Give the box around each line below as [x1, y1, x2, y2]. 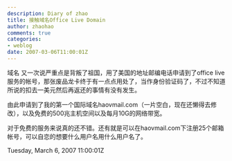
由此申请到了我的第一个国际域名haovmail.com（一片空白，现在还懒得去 [7, 100, 211, 108]
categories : [7, 36, 42, 43]
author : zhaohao [7, 23, 54, 30]
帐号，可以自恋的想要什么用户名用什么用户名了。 [7, 132, 147, 140]
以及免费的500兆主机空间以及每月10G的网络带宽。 [21, 108, 166, 117]
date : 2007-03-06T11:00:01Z [7, 49, 89, 56]
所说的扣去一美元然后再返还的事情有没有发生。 [7, 86, 141, 94]
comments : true [7, 29, 51, 37]
